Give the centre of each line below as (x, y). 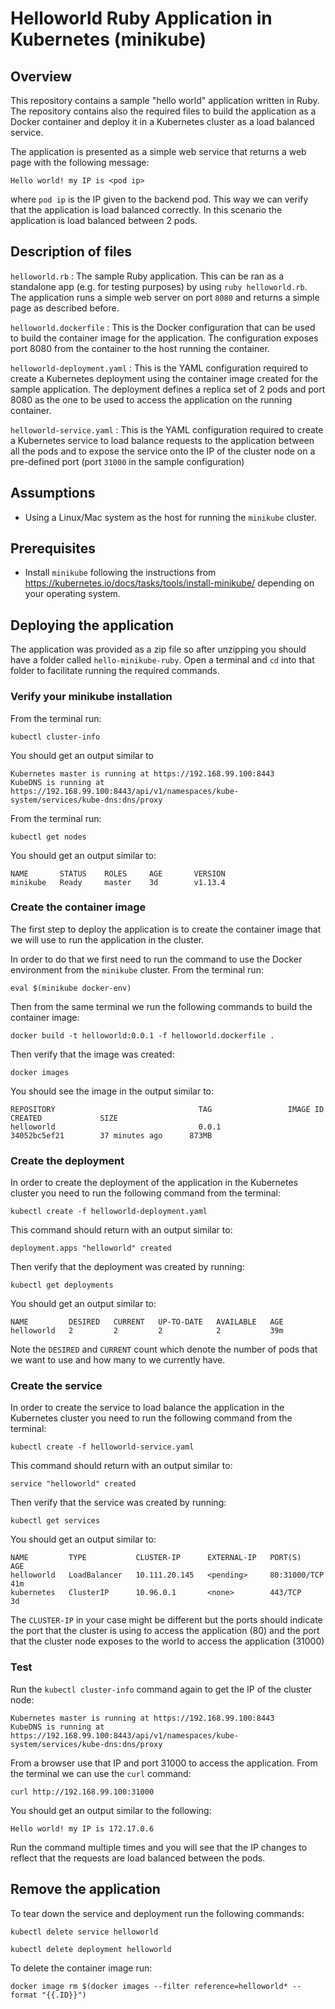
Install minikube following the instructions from (120, 573)
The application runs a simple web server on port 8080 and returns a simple (165, 297)
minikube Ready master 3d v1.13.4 (118, 882)
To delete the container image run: (81, 1968)
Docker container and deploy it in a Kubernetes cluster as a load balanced (162, 121)
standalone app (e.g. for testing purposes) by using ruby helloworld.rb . (159, 286)
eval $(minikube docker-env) (71, 988)
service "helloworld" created (73, 1484)
